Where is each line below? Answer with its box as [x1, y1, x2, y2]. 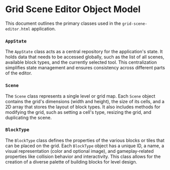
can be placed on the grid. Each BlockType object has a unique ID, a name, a [5, 143, 164, 149]
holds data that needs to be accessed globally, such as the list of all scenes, [5, 54, 164, 60]
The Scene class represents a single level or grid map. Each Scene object [5, 93, 156, 99]
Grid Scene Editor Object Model [5, 4, 141, 15]
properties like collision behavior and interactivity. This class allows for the [5, 153, 161, 159]
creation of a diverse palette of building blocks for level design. [5, 158, 138, 165]
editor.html [5, 26, 30, 31]
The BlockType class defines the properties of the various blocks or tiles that [5, 137, 165, 143]
